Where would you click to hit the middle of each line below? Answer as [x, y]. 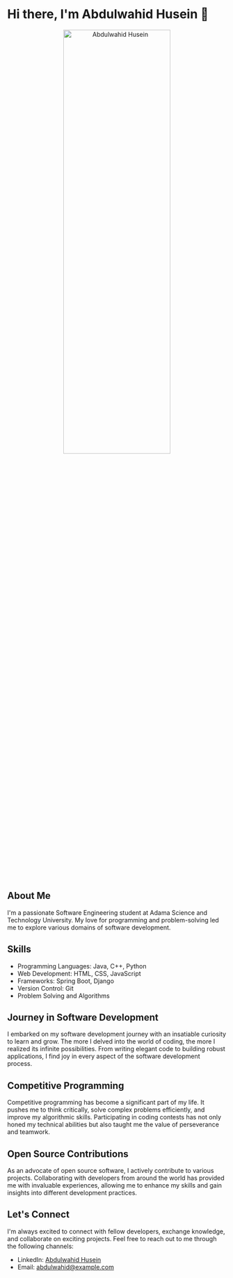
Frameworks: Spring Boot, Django [66, 981]
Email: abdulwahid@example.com [66, 1267]
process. [20, 1064]
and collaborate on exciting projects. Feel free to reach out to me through [112, 1238]
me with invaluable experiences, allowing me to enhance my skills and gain [115, 1185]
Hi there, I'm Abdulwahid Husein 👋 [108, 14]
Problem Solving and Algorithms [63, 996]
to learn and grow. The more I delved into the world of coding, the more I [111, 1041]
